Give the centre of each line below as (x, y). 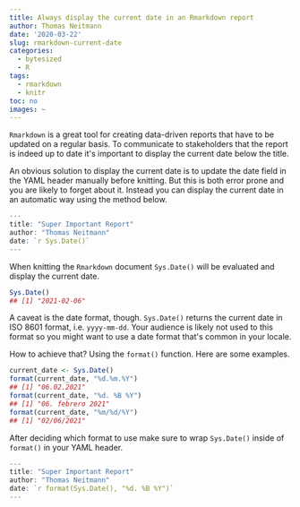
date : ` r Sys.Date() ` (50, 241)
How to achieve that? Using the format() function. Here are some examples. (150, 354)
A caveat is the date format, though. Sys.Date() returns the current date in (146, 318)
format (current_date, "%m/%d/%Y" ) (74, 412)
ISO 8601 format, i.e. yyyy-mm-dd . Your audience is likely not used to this (141, 327)
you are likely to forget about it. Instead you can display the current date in (146, 190)
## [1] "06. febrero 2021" (60, 404)
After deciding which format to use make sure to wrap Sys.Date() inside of (147, 438)
